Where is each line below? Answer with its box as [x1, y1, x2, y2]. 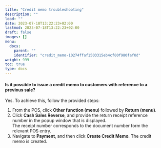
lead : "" [5, 16, 23, 21]
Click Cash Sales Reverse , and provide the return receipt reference [12, 112, 148, 118]
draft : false [5, 30, 32, 35]
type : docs [5, 67, 27, 72]
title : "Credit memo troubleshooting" [5, 7, 84, 12]
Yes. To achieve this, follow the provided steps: [5, 98, 100, 103]
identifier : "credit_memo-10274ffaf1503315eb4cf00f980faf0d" [14, 52, 141, 58]
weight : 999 [5, 57, 29, 62]
